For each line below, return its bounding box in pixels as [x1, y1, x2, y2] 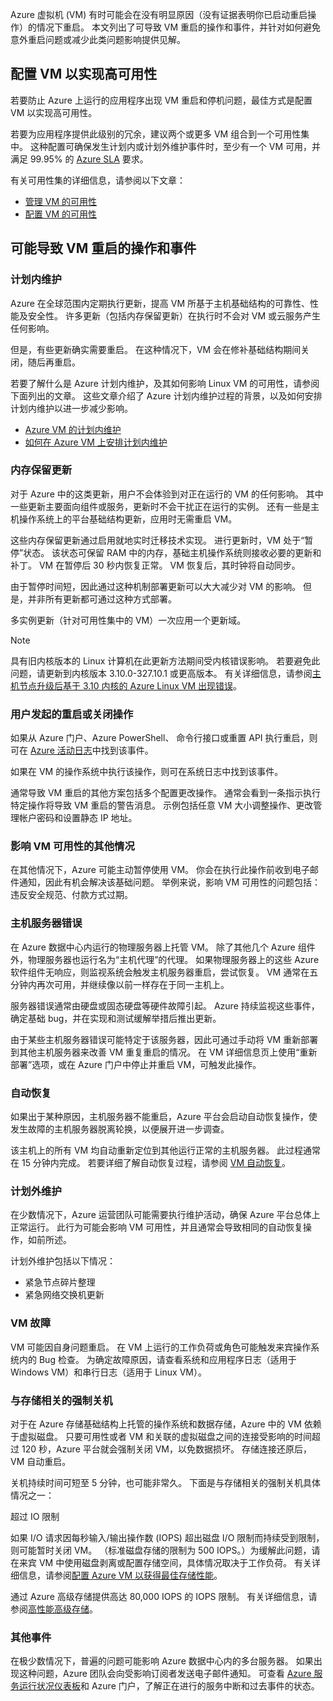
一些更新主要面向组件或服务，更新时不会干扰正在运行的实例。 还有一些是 [10, 500, 311, 512]
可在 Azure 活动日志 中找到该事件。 [10, 744, 154, 757]
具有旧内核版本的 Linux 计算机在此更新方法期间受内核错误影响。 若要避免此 [10, 654, 321, 667]
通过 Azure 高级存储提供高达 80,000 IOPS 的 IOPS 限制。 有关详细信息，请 [10, 1590, 318, 1602]
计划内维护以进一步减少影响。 [10, 402, 133, 414]
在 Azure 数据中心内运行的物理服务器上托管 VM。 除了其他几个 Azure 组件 [10, 941, 316, 953]
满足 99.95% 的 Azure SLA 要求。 [10, 153, 149, 165]
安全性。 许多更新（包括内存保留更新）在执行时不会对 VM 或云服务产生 [27, 309, 322, 322]
